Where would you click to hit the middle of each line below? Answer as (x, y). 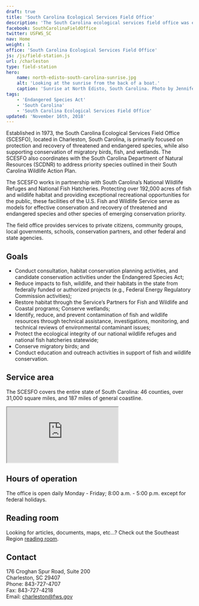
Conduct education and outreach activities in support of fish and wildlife (103, 352)
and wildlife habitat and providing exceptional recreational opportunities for (98, 195)
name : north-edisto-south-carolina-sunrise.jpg (76, 78)
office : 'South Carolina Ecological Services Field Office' (82, 50)
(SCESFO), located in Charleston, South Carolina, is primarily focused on (95, 139)
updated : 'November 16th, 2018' (46, 116)
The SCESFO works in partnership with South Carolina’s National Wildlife (95, 182)
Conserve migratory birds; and (52, 347)
